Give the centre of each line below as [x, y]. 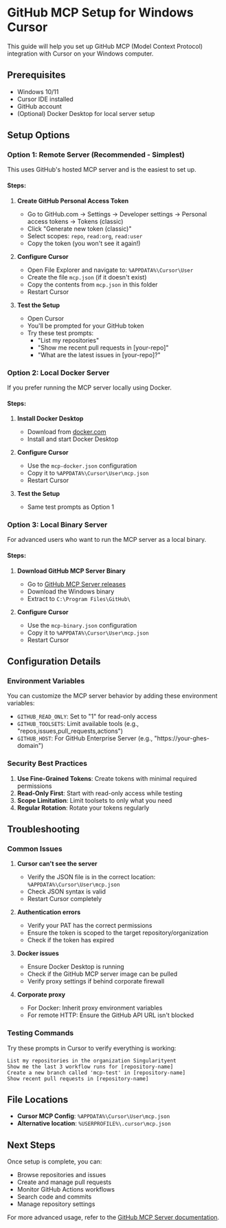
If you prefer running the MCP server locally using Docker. [89, 387]
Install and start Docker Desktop [73, 439]
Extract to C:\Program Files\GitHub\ [79, 598]
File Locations [38, 1100]
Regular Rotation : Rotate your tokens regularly [83, 808]
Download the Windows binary [71, 591]
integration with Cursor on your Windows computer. [80, 54]
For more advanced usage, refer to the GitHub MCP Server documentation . [113, 1218]
